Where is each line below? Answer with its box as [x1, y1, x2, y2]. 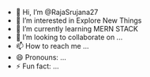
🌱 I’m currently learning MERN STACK [15, 24, 138, 33]
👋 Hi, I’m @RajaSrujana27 [15, 8, 99, 16]
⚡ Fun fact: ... [15, 61, 59, 71]
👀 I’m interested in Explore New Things [15, 16, 142, 25]
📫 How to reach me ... [15, 42, 89, 50]
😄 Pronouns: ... [15, 53, 67, 62]
